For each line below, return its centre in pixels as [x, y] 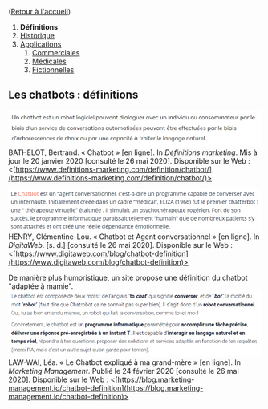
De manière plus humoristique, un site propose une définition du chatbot [128, 278]
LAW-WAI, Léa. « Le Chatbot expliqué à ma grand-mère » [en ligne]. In [124, 362]
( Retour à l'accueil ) [39, 12]
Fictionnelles [53, 70]
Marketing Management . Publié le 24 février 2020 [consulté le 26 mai [124, 371]
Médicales [49, 61]
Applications [41, 44]
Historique [37, 36]
